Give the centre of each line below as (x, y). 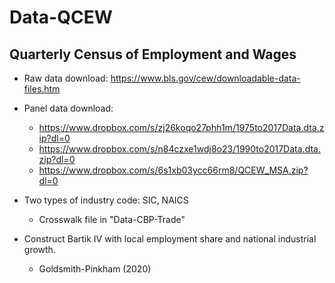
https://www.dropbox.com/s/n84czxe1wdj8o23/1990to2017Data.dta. (179, 149)
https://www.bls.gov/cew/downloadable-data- (205, 78)
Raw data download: (66, 78)
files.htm (42, 89)
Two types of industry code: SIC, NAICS (106, 200)
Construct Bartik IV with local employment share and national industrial (170, 239)
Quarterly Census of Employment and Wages (153, 54)
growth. (39, 249)
